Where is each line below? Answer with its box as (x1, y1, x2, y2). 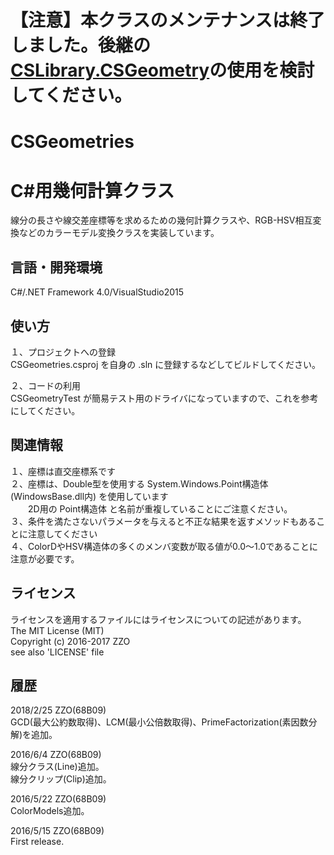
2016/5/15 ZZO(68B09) (10, 825, 105, 837)
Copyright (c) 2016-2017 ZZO (10, 635, 131, 647)
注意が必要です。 (10, 552, 80, 565)
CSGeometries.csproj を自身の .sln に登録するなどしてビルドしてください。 (10, 358, 322, 370)
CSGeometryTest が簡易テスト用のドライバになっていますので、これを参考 (10, 392, 319, 404)
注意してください (27, 527, 98, 540)
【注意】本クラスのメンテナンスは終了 (10, 9, 325, 32)
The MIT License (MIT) (10, 624, 105, 636)
